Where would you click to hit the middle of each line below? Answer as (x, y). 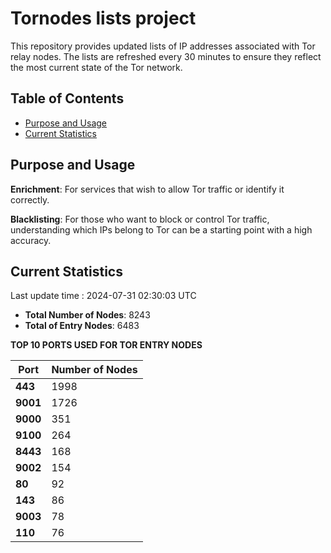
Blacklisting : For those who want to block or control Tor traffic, (140, 219)
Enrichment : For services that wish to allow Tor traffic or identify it (147, 189)
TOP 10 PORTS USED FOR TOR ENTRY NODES (106, 345)
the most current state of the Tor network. (96, 67)
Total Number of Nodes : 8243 (87, 315)
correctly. (30, 199)
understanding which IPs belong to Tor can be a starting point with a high (161, 229)
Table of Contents (67, 98)
